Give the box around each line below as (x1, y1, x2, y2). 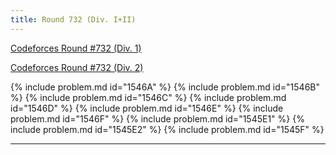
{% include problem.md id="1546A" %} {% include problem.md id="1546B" (10, 81, 320, 93)
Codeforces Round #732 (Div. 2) (10, 61, 144, 73)
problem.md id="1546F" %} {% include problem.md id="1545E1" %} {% (10, 112, 305, 125)
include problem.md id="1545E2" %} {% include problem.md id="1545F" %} (10, 123, 325, 135)
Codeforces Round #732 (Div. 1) (10, 42, 142, 54)
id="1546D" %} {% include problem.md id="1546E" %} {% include (10, 102, 284, 114)
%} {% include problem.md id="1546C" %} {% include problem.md (10, 91, 287, 103)
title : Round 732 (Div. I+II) (10, 14, 137, 25)
